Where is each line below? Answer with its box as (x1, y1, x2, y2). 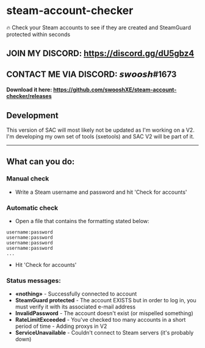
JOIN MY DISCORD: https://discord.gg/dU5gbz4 (6, 48, 195, 59)
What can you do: (6, 156, 75, 166)
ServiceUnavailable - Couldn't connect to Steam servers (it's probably (15, 329, 194, 336)
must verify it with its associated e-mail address (15, 303, 136, 311)
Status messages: (6, 277, 61, 285)
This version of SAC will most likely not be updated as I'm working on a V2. (6, 126, 195, 134)
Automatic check (6, 204, 59, 212)
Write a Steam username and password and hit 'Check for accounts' (15, 188, 187, 196)
